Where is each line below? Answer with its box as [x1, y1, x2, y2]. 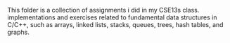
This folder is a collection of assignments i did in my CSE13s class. [7, 6, 200, 14]
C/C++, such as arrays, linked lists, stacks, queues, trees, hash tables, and [7, 21, 224, 28]
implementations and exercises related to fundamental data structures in [7, 13, 217, 21]
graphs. [7, 28, 30, 36]
